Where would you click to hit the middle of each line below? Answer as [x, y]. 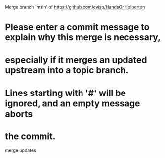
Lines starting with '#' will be [65, 93]
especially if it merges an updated [76, 60]
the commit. [30, 136]
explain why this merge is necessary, [83, 38]
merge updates [21, 150]
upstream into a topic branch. [67, 70]
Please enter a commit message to [77, 27]
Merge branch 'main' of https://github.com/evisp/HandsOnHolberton [75, 7]
